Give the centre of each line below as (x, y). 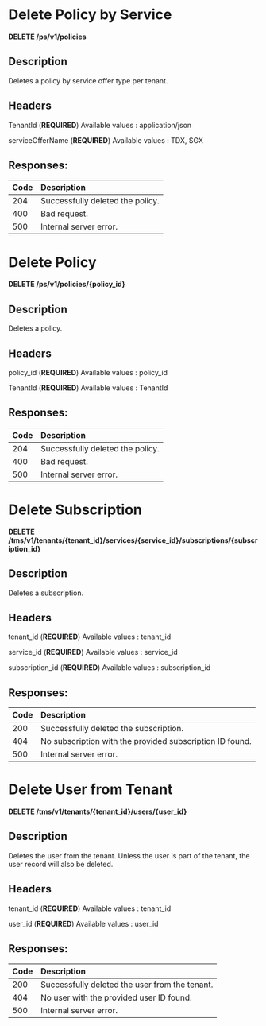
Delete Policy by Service (90, 15)
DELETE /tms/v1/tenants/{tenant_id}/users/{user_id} (98, 811)
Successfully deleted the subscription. (112, 729)
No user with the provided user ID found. (116, 997)
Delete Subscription (75, 509)
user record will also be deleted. (61, 864)
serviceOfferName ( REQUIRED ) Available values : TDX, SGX (106, 140)
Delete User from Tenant (91, 790)
